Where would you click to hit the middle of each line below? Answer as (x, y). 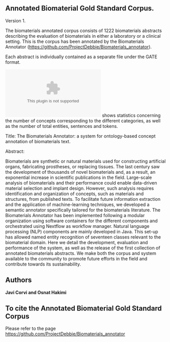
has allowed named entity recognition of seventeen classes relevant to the (83, 237)
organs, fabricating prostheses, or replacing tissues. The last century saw (83, 166)
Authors (19, 280)
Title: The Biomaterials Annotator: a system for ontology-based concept (81, 136)
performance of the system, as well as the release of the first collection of (83, 248)
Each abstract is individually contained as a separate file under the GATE (81, 57)
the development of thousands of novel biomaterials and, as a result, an (80, 172)
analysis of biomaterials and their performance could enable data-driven (81, 182)
